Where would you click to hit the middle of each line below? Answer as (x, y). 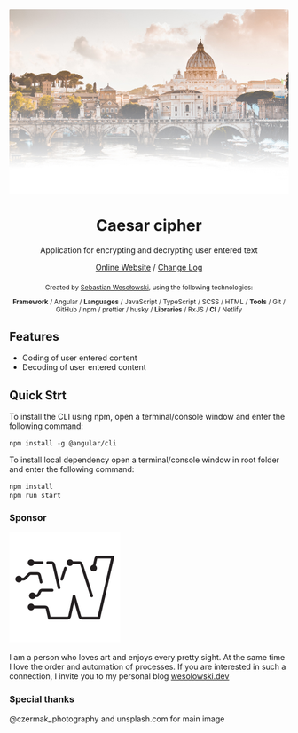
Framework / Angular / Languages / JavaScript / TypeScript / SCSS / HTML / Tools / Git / (149, 302)
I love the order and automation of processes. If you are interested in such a (148, 667)
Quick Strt (38, 395)
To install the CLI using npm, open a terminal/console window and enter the (147, 417)
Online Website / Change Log (149, 268)
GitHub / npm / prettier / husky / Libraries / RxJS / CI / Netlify (149, 310)
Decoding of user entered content (84, 367)
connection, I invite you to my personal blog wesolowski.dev (119, 676)
